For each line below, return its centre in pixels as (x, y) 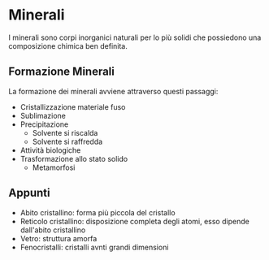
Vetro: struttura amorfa (59, 238)
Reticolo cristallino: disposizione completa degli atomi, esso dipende (134, 221)
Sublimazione (43, 115)
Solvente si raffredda (67, 141)
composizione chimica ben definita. (68, 45)
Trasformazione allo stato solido (74, 158)
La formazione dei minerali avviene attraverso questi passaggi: (113, 91)
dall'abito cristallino (53, 230)
